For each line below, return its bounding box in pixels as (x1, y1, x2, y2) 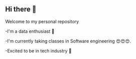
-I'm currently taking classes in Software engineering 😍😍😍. (5, 38, 131, 44)
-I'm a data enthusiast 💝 (5, 28, 55, 34)
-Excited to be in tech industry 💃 (5, 47, 72, 53)
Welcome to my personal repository (5, 18, 79, 24)
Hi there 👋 (5, 5, 37, 14)
